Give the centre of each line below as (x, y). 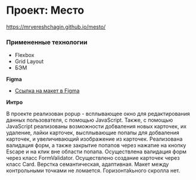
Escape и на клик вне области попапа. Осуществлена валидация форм (96, 151)
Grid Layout (29, 61)
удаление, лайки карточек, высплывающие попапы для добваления (93, 133)
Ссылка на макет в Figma (47, 91)
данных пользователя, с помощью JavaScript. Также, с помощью (90, 120)
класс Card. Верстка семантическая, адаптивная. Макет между (88, 165)
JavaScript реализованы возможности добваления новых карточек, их (96, 127)
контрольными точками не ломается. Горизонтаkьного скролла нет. (93, 170)
